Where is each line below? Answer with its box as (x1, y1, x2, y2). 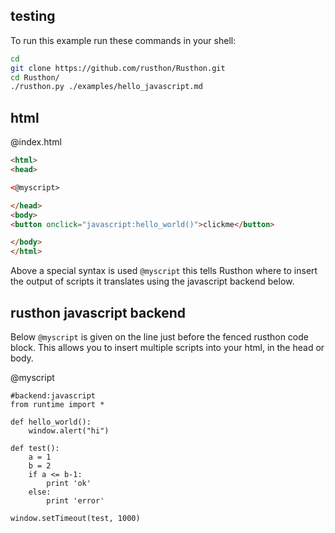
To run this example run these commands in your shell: (10, 34, 237, 46)
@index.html (10, 136, 62, 148)
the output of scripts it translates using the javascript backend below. (10, 275, 295, 288)
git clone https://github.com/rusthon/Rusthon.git (10, 63, 226, 73)
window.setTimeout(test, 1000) (10, 513, 141, 523)
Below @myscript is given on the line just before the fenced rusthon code (10, 330, 309, 343)
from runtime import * (10, 399, 105, 409)
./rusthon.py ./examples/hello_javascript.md (10, 82, 203, 92)
